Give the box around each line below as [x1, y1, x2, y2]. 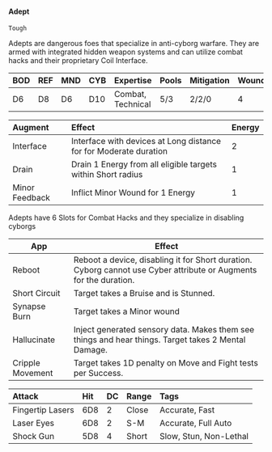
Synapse [12, 301, 46, 312]
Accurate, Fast [159, 404, 215, 416]
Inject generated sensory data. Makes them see [73, 324, 255, 336]
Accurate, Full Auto [159, 417, 232, 429]
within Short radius [71, 169, 143, 180]
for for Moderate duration [71, 146, 168, 157]
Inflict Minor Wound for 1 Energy [71, 187, 196, 198]
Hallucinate [12, 334, 55, 345]
